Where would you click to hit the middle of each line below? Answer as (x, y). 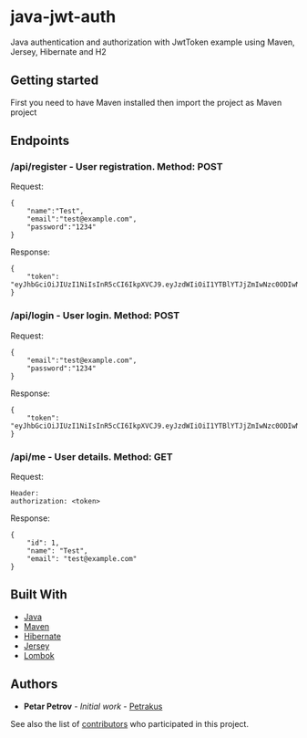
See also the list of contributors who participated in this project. (130, 723)
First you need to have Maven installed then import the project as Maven (146, 102)
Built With (39, 595)
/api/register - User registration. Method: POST (117, 167)
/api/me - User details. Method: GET (92, 456)
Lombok (39, 655)
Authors (34, 685)
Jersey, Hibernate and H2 (59, 51)
